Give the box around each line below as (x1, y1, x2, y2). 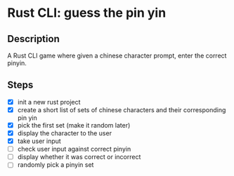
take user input (17, 137, 61, 145)
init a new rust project (17, 97, 81, 106)
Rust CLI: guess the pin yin (7, 5, 167, 21)
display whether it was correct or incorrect (17, 153, 141, 161)
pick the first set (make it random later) (17, 121, 131, 129)
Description (7, 33, 60, 45)
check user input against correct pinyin (17, 145, 131, 154)
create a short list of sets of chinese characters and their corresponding (17, 105, 226, 114)
